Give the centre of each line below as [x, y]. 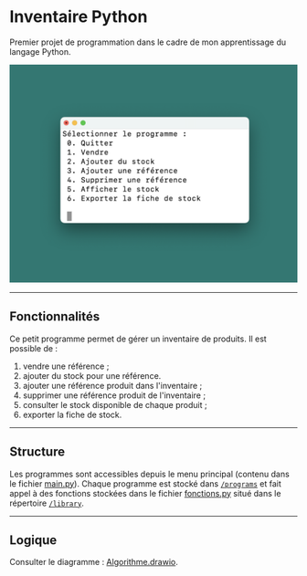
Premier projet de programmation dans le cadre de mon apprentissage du [148, 42]
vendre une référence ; [66, 366]
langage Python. [40, 51]
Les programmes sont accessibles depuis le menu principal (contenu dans [149, 474]
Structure [37, 452]
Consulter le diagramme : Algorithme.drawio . [94, 562]
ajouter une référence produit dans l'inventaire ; [112, 385]
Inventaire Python [79, 17]
